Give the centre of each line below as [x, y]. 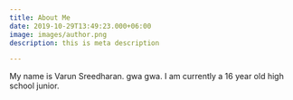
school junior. [34, 86]
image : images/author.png [58, 34]
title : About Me [40, 18]
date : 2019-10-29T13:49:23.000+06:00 [80, 26]
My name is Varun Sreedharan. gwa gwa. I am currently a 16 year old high [147, 77]
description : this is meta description [85, 43]
